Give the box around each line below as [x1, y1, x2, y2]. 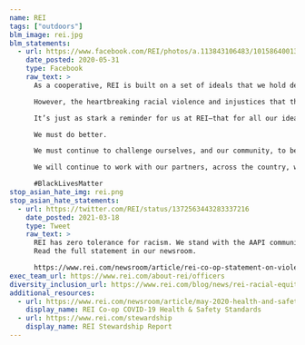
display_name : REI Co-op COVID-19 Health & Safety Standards [25, 305, 261, 314]
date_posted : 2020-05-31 [25, 55, 120, 64]
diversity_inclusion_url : [9, 280, 107, 289]
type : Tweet [25, 222, 71, 231]
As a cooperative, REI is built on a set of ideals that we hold [33, 81, 286, 90]
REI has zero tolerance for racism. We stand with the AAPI [33, 238, 266, 248]
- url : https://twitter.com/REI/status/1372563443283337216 [17, 204, 250, 213]
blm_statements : [9, 38, 71, 48]
